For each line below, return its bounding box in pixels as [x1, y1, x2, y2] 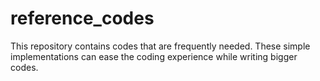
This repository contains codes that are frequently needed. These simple [10, 40, 311, 52]
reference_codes [10, 7, 155, 30]
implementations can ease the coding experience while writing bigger [10, 50, 298, 62]
